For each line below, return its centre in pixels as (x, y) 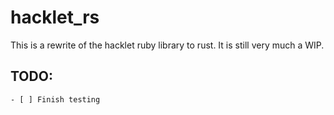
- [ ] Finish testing (55, 99)
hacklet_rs (55, 17)
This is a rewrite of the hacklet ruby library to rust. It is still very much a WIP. (167, 45)
